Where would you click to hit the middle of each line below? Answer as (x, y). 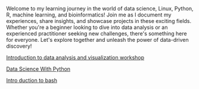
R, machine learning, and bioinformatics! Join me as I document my (89, 15)
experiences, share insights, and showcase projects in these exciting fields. (99, 21)
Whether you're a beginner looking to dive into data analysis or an (87, 27)
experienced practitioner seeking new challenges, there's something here (97, 34)
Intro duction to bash (32, 80)
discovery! (19, 46)
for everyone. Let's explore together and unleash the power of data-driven (97, 40)
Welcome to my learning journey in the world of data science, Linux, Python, (100, 9)
